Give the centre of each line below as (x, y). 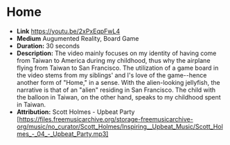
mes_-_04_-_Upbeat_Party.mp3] (62, 134)
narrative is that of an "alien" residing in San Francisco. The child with (116, 90)
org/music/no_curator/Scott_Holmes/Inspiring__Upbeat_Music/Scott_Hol (120, 126)
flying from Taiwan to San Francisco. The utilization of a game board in (117, 68)
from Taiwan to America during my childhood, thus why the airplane (113, 60)
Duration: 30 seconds (48, 46)
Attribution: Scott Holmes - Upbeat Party (76, 112)
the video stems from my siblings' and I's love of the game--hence (112, 75)
